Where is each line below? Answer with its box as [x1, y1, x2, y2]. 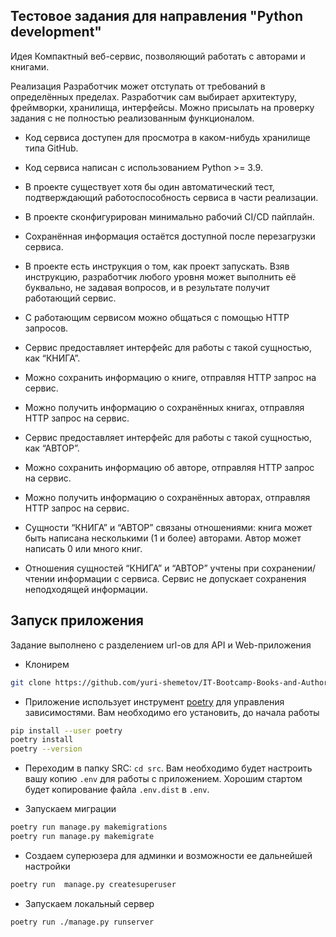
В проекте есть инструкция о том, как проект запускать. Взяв [24, 260, 290, 272]
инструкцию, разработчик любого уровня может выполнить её [24, 270, 297, 283]
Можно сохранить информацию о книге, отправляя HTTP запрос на [24, 371, 317, 383]
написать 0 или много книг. [24, 542, 143, 554]
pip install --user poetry [10, 725, 123, 736]
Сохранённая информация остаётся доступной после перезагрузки [24, 230, 316, 242]
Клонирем [24, 658, 70, 670]
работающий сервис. [24, 292, 117, 304]
